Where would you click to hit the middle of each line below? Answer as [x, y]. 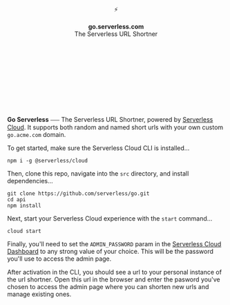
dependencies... [30, 181]
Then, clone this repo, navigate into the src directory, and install [98, 174]
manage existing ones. [39, 294]
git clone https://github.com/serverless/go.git [78, 194]
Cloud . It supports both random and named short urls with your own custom [115, 127]
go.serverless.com [116, 27]
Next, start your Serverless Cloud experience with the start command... [110, 219]
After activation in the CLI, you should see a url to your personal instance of [115, 272]
